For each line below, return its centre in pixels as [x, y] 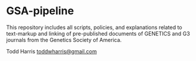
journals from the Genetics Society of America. [64, 40]
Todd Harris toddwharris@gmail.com [52, 51]
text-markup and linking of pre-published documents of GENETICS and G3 [98, 33]
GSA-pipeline [40, 11]
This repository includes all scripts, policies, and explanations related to [94, 27]
